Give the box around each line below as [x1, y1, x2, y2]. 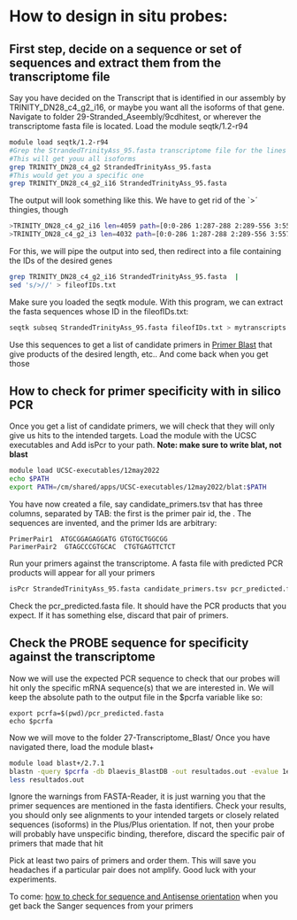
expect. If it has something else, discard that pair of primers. [9, 609, 229, 621]
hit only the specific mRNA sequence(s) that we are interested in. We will [9, 682, 275, 692]
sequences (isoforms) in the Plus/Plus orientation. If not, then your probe [9, 819, 275, 830]
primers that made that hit [9, 839, 103, 849]
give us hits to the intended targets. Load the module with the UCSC [9, 430, 257, 441]
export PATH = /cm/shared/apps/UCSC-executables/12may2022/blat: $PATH [9, 483, 267, 492]
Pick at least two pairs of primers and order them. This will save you [9, 855, 256, 866]
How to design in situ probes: [9, 6, 228, 27]
